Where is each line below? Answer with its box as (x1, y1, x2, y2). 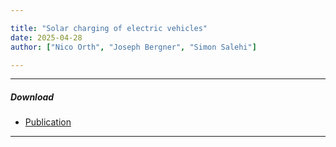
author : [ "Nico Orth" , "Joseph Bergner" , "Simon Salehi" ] (10, 42, 257, 52)
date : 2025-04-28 (10, 32, 83, 43)
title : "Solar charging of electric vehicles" (10, 23, 208, 33)
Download (10, 91, 55, 103)
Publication (24, 116, 72, 128)
